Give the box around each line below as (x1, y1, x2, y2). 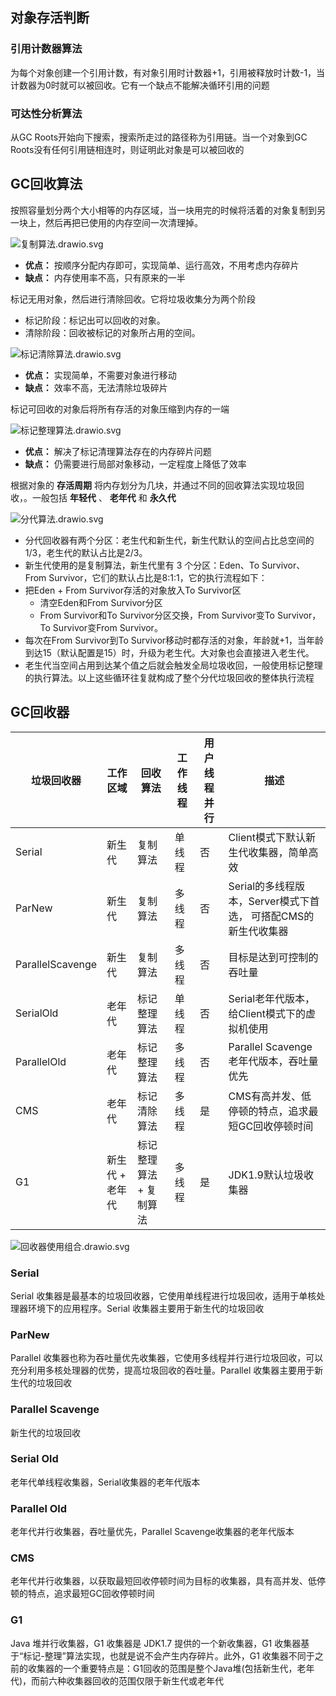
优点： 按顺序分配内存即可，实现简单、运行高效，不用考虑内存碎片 (24, 259, 300, 271)
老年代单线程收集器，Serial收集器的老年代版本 (10, 1476, 201, 1488)
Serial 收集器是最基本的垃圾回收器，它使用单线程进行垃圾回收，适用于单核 (10, 1289, 317, 1302)
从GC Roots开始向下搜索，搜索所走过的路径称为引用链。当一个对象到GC (10, 131, 308, 143)
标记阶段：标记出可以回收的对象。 (24, 314, 166, 326)
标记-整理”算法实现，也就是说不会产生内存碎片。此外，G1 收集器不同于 (23, 1649, 315, 1662)
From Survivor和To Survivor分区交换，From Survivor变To (39, 609, 275, 621)
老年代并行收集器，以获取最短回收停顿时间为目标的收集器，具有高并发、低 (10, 1575, 317, 1587)
